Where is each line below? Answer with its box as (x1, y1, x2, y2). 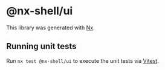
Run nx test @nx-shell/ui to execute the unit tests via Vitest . (6, 57, 159, 64)
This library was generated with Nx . (6, 24, 95, 31)
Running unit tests (6, 41, 77, 51)
